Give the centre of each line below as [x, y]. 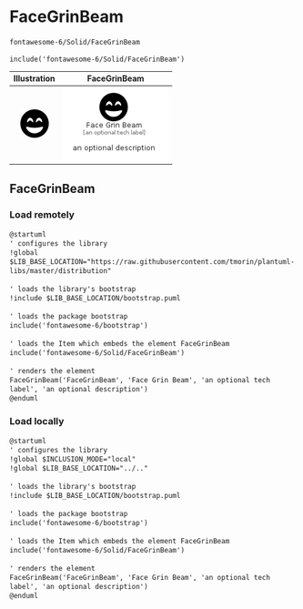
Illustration [35, 78]
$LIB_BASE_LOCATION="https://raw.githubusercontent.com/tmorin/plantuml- [152, 261]
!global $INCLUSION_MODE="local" [73, 460]
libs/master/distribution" [61, 270]
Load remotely [42, 214]
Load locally [37, 421]
